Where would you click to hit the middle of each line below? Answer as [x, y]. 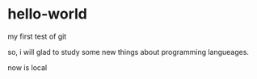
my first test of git [37, 36]
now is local [27, 67]
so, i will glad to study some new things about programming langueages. [128, 52]
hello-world [48, 14]
